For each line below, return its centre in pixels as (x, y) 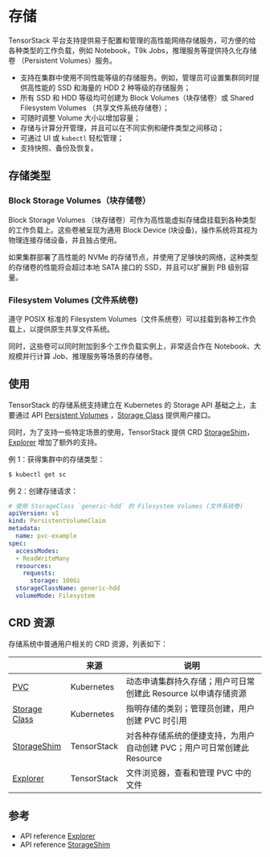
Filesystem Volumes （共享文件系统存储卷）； (95, 107)
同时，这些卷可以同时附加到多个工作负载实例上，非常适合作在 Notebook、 (131, 346)
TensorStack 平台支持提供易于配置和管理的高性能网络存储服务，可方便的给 (132, 40)
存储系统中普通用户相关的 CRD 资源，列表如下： (88, 644)
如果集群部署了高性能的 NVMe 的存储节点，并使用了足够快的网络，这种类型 (133, 257)
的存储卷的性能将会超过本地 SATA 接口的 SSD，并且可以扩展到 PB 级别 (125, 267)
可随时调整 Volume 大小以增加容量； (80, 117)
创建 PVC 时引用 (156, 720)
